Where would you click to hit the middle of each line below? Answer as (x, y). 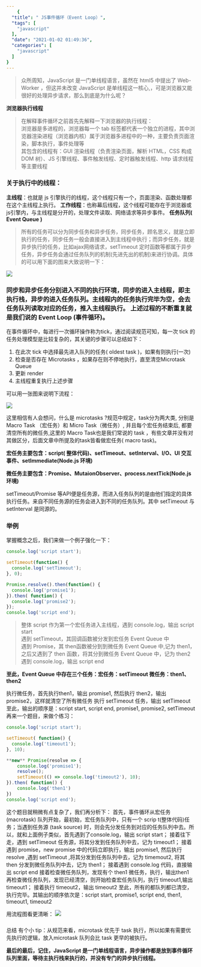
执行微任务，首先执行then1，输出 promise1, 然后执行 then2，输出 (86, 693)
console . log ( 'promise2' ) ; (44, 601)
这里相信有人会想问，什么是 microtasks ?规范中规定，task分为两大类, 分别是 (100, 418)
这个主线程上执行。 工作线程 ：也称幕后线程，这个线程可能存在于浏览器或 (101, 205)
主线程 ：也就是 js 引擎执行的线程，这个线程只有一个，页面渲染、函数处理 (97, 197)
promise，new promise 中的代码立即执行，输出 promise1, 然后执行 (100, 850)
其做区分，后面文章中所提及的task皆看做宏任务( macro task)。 (83, 440)
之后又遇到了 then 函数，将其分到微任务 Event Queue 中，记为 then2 (106, 654)
